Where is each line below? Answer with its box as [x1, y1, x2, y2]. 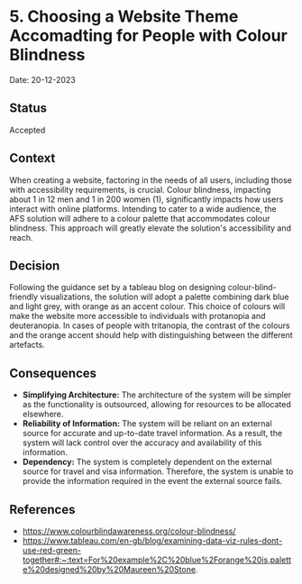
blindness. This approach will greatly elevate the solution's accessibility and [9, 223, 291, 233]
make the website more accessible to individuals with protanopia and [9, 311, 266, 322]
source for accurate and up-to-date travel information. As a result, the [22, 428, 282, 439]
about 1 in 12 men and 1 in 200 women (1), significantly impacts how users [9, 194, 284, 205]
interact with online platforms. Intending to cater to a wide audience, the [9, 203, 277, 214]
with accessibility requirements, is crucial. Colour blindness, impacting [9, 184, 271, 195]
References [9, 502, 76, 517]
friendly [9, 291, 39, 303]
